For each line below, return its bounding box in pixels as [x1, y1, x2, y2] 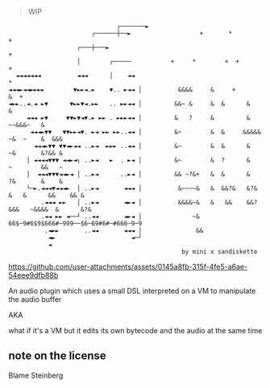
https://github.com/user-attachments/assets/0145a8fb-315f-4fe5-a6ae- [8, 262, 248, 271]
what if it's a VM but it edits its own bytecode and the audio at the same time [8, 326, 263, 335]
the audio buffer [8, 295, 62, 304]
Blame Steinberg [8, 370, 64, 380]
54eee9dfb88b [8, 270, 59, 280]
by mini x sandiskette [181, 248, 258, 256]
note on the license [8, 349, 106, 363]
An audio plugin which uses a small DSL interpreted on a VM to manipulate [8, 286, 256, 295]
